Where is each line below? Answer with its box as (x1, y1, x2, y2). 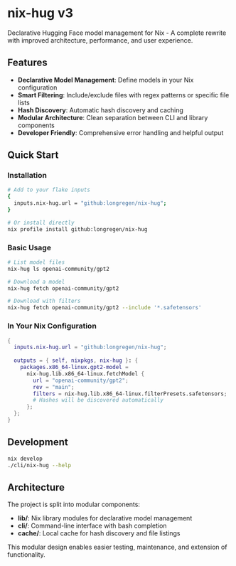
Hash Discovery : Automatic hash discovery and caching (17, 105, 183, 114)
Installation (7, 171, 48, 181)
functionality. (7, 550, 46, 559)
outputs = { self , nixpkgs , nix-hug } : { (14, 357, 139, 364)
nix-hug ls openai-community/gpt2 (7, 265, 110, 272)
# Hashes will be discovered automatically (33, 397, 163, 404)
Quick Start (7, 149, 59, 161)
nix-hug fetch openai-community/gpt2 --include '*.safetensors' (7, 304, 202, 311)
